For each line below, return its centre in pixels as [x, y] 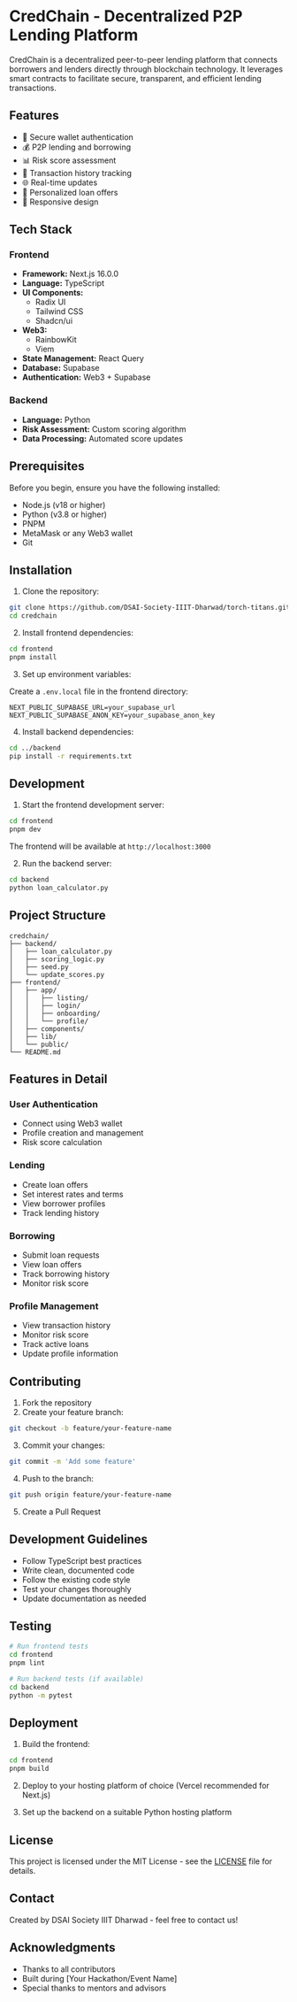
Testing [30, 1626]
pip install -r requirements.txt [71, 756]
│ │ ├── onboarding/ [55, 1013]
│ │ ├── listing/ [49, 997]
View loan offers [52, 1265]
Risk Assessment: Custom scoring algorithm [104, 429]
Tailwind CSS [59, 312]
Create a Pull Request [61, 1512]
